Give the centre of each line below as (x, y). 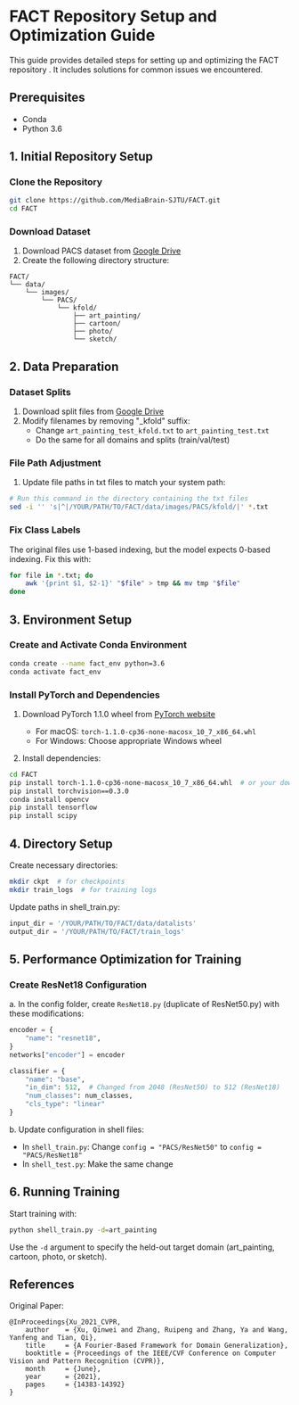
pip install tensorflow (53, 808)
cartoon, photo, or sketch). (58, 1256)
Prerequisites (47, 98)
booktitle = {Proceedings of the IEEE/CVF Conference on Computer (151, 1353)
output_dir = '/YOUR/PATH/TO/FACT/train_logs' (97, 931)
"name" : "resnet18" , (63, 1038)
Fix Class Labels (45, 530)
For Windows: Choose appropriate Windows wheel (129, 740)
